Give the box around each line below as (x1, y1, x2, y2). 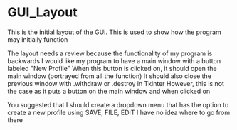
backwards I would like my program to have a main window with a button (7, 56, 221, 65)
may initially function (7, 35, 68, 43)
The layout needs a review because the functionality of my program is (7, 49, 213, 58)
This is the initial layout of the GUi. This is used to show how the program (7, 28, 222, 36)
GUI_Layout (7, 4, 78, 21)
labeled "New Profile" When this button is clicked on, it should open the (7, 64, 217, 72)
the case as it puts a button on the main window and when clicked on (7, 87, 211, 95)
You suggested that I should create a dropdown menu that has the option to (7, 100, 229, 109)
